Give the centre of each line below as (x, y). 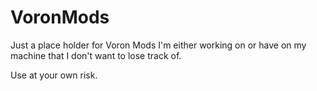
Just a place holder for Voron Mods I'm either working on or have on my (158, 45)
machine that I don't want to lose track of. (96, 55)
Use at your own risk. (54, 75)
